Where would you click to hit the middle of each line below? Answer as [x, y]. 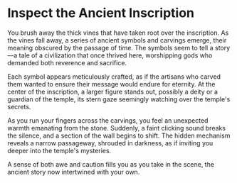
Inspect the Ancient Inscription [101, 13]
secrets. [19, 106]
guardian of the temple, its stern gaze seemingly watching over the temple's [119, 99]
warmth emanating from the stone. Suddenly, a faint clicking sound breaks [117, 128]
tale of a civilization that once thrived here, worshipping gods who [116, 55]
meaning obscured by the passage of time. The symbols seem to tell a [110, 48]
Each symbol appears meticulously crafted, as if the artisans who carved [114, 77]
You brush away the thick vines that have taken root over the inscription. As [118, 33]
